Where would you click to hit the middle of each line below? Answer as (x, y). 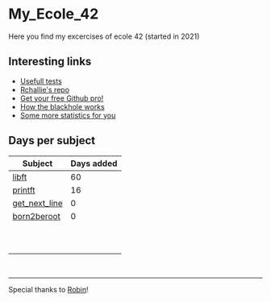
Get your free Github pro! (62, 98)
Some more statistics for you (68, 115)
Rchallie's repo (45, 89)
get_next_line (38, 203)
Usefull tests (41, 81)
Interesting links (50, 62)
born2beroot (36, 216)
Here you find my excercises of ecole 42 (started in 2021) (104, 36)
